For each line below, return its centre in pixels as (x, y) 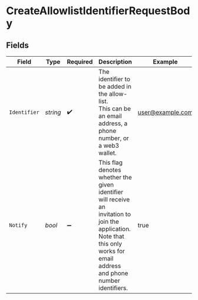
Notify (18, 225)
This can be (115, 109)
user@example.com (165, 112)
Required (80, 62)
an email (110, 116)
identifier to (114, 79)
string (53, 112)
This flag (110, 162)
